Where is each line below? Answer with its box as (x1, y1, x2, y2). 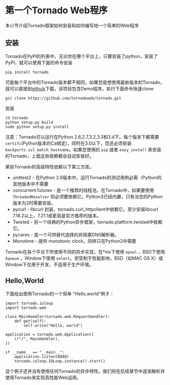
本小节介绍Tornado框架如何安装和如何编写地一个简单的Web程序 (5, 22, 139, 28)
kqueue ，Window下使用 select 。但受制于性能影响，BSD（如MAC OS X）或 (5, 255, 163, 261)
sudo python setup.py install (5, 124, 70, 130)
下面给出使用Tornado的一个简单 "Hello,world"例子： (5, 291, 114, 297)
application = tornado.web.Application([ (5, 332, 94, 337)
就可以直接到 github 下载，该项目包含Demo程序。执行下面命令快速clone (5, 85, 154, 91)
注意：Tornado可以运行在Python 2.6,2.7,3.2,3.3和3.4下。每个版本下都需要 (5, 134, 159, 140)
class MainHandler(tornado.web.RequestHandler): (5, 314, 110, 319)
